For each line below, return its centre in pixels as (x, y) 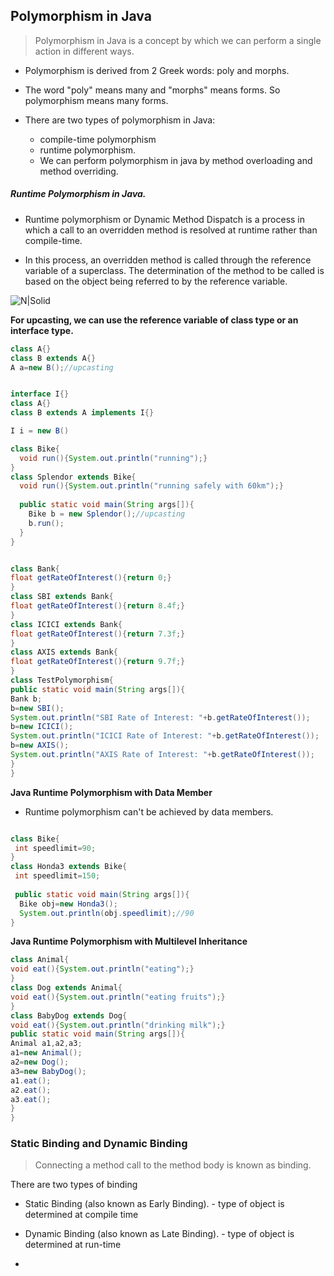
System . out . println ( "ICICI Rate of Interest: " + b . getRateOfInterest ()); (165, 736)
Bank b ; (26, 699)
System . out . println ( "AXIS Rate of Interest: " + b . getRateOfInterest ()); (162, 755)
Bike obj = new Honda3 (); (68, 904)
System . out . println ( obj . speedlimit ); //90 (107, 913)
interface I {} (40, 394)
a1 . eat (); (31, 1080)
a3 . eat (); (31, 1099)
